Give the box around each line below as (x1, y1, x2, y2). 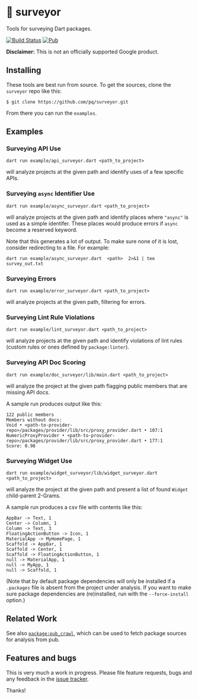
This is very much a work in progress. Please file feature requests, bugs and (6, 669, 193, 676)
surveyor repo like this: (6, 87, 62, 95)
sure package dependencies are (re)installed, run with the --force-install (6, 590, 189, 597)
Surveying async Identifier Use (6, 190, 95, 198)
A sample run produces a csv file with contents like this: (6, 503, 143, 510)
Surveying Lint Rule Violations (6, 313, 95, 321)
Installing (6, 65, 41, 76)
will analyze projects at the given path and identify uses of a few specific (6, 168, 184, 175)
